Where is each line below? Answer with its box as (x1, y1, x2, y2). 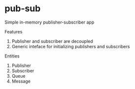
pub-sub (4, 3, 41, 14)
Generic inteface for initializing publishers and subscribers (11, 43, 130, 49)
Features (4, 29, 23, 34)
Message (11, 78, 30, 84)
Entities (4, 53, 20, 59)
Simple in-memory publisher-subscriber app (4, 19, 94, 25)
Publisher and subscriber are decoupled (11, 38, 93, 44)
